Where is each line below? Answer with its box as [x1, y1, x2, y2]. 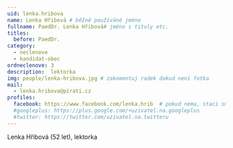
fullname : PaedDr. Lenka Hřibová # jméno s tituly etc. [7, 23, 169, 30]
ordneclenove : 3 [7, 62, 54, 69]
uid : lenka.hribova [7, 10, 64, 17]
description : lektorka [7, 68, 76, 75]
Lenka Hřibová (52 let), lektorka [7, 133, 98, 141]
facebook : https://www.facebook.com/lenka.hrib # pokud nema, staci [13, 101, 218, 108]
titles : [7, 29, 30, 37]
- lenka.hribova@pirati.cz [13, 88, 92, 94]
